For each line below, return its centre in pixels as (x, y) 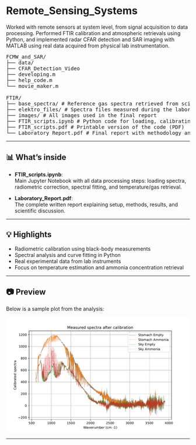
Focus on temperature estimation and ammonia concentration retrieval (99, 267)
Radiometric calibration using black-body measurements (83, 249)
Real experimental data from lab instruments (68, 261)
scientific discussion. (40, 210)
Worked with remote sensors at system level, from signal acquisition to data (97, 27)
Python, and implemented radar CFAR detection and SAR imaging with (90, 39)
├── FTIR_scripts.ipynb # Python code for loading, (82, 121)
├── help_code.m (29, 80)
